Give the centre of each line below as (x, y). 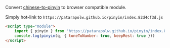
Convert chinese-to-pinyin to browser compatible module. (66, 7)
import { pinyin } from (39, 31)
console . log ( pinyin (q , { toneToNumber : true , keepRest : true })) (85, 36)
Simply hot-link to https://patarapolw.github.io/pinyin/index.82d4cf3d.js (84, 17)
